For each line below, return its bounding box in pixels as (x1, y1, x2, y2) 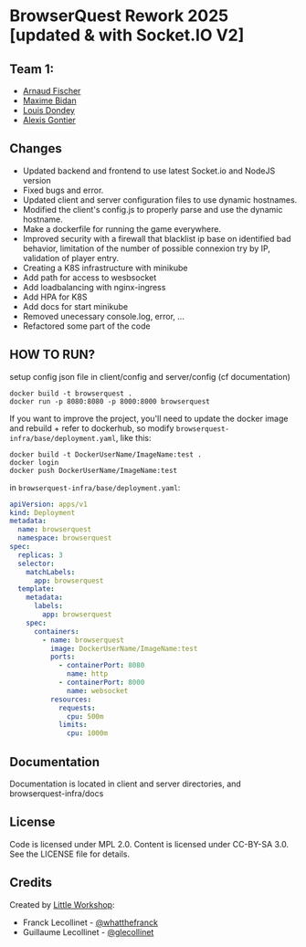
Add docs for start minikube (22, 300, 129, 311)
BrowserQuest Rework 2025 (9, 5, 229, 26)
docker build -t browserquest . (9, 389, 132, 398)
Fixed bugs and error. (22, 184, 104, 195)
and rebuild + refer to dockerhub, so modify (9, 422, 174, 434)
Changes (9, 141, 62, 156)
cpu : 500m (67, 711, 104, 721)
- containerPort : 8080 (58, 661, 145, 670)
